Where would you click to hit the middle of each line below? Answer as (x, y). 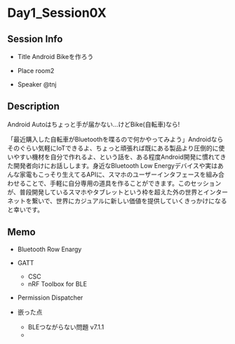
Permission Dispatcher (50, 298)
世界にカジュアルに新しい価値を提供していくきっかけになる (141, 200)
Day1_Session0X (57, 13)
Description (33, 107)
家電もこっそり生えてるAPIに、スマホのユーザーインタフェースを (113, 174)
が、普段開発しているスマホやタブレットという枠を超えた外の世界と (105, 192)
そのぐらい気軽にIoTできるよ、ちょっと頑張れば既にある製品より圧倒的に (113, 148)
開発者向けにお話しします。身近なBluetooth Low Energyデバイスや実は (115, 165)
